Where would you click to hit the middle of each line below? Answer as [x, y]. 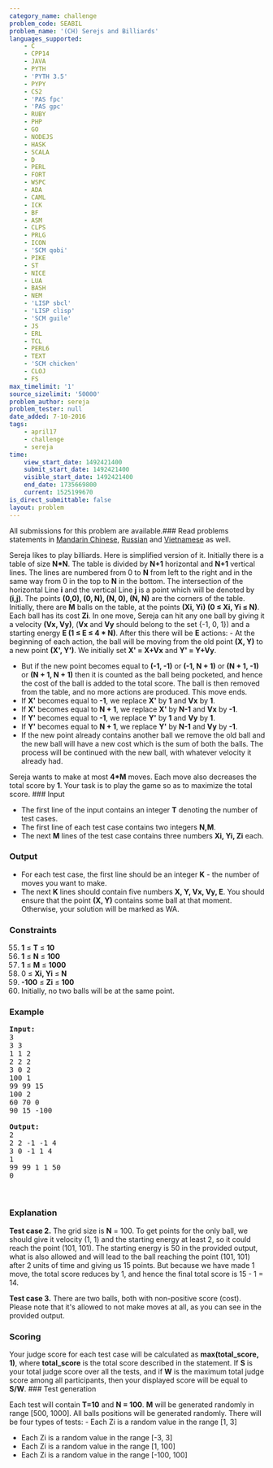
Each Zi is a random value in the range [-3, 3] [97, 1437]
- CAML [35, 197]
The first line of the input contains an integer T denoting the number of [139, 809]
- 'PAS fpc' [44, 99]
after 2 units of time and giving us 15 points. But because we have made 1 [132, 1265]
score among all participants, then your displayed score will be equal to [129, 1380]
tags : [18, 425]
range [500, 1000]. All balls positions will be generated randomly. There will [136, 1413]
